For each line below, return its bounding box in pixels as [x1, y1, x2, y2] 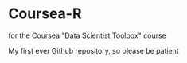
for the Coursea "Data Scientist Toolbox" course [8, 31, 166, 40]
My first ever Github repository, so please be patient [8, 46, 179, 55]
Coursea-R [8, 5, 82, 23]
